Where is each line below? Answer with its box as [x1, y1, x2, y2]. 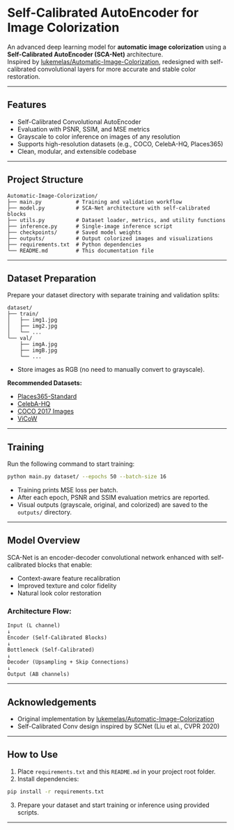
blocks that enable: [37, 561, 93, 569]
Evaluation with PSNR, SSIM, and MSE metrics [17, 125, 150, 133]
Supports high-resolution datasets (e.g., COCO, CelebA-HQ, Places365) [17, 139, 224, 148]
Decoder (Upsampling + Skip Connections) [7, 659, 130, 666]
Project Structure [7, 174, 84, 186]
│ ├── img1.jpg [7, 317, 58, 324]
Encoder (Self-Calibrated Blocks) [7, 634, 108, 641]
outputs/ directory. [17, 508, 72, 517]
